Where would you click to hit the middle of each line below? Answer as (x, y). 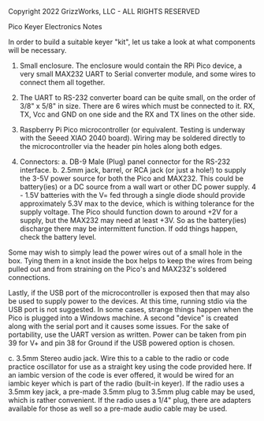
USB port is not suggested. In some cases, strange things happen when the (131, 309)
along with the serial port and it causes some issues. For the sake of (119, 326)
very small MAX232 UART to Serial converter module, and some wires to (138, 74)
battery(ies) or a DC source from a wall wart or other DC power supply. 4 (138, 187)
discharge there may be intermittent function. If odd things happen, (128, 229)
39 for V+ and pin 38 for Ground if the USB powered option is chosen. (121, 343)
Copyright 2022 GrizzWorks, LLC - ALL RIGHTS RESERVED (104, 11)
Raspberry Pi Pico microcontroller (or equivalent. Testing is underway (132, 130)
